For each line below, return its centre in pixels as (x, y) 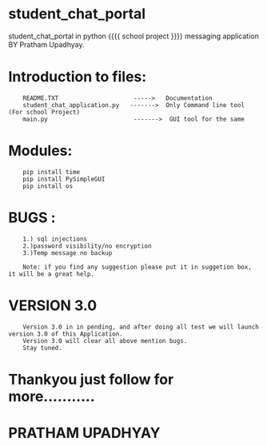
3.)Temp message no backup (68, 253)
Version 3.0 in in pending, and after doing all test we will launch (141, 327)
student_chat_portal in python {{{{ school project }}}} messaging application (134, 36)
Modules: (40, 151)
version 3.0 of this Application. (66, 334)
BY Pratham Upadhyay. (46, 44)
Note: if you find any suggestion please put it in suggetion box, (137, 267)
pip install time (52, 172)
